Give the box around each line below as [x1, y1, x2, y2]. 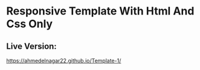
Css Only [6, 17, 53, 31]
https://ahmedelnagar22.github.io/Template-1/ [6, 57, 121, 64]
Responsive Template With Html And [6, 4, 195, 18]
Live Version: [6, 41, 57, 51]
